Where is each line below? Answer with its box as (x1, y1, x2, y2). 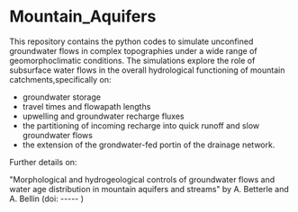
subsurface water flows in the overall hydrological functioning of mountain (9, 65, 285, 75)
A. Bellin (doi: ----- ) (9, 193, 84, 204)
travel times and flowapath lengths (22, 101, 151, 111)
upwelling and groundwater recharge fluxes (22, 110, 185, 121)
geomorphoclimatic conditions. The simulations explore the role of (9, 55, 256, 66)
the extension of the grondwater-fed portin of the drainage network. (22, 139, 275, 150)
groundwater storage (22, 92, 102, 102)
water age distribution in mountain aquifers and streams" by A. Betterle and (9, 183, 290, 194)
